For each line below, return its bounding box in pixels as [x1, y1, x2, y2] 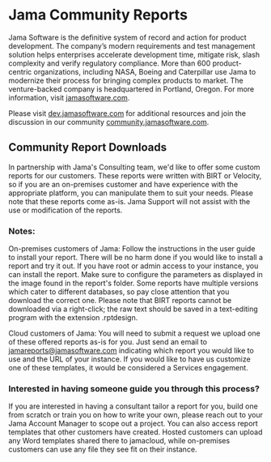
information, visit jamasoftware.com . [8, 92, 130, 102]
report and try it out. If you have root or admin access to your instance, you [8, 261, 259, 271]
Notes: [8, 225, 36, 237]
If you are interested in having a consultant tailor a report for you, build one [8, 401, 259, 411]
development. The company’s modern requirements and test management [8, 41, 256, 50]
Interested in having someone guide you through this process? [8, 383, 260, 394]
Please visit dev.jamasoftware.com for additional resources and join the [8, 108, 247, 118]
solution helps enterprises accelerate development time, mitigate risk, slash [8, 49, 260, 59]
